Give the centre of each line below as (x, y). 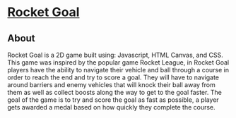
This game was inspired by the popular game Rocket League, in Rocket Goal (118, 63)
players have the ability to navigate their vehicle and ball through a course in (118, 70)
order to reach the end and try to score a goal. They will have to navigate (113, 77)
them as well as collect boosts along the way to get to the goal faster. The (115, 92)
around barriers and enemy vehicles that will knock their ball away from (111, 85)
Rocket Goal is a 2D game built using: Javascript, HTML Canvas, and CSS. (116, 55)
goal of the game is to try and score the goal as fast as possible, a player (113, 100)
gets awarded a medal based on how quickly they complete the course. (111, 107)
